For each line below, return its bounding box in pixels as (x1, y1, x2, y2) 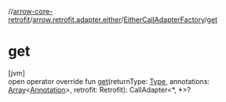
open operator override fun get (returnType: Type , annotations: (8, 76, 210, 86)
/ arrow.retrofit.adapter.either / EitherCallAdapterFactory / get (30, 15, 218, 24)
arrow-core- (13, 7, 53, 16)
